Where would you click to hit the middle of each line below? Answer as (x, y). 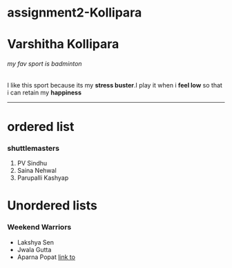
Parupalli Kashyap (43, 178)
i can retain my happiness (44, 92)
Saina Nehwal (37, 171)
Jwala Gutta (34, 249)
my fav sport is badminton (45, 63)
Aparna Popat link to (46, 257)
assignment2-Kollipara (75, 13)
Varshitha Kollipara (63, 44)
